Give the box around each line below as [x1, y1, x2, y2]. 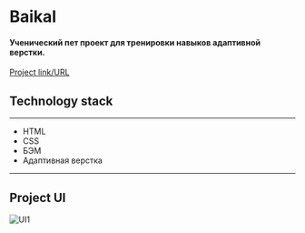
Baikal [9, 6, 57, 27]
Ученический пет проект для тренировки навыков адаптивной [9, 36, 261, 47]
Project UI [9, 189, 66, 206]
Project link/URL [9, 66, 70, 78]
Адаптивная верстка [22, 155, 103, 166]
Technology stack [9, 93, 113, 108]
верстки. [9, 46, 45, 57]
